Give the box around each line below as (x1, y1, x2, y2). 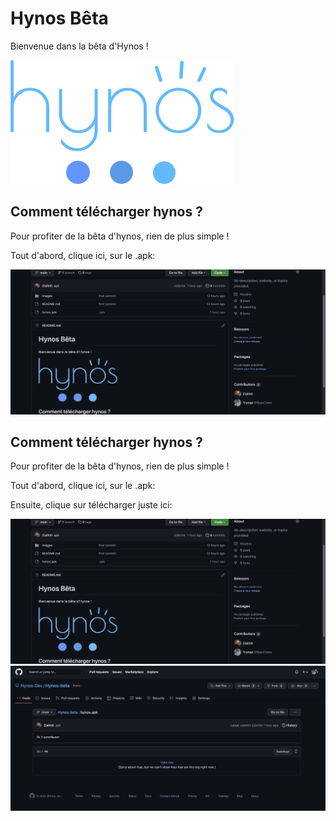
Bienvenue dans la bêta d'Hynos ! (10, 40, 149, 52)
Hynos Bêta (10, 7, 109, 30)
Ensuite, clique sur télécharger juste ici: (10, 499, 173, 511)
